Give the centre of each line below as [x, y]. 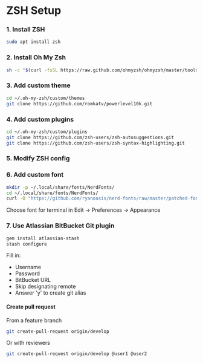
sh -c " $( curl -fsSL [32, 70]
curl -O [16, 198]
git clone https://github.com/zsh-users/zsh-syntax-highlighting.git [96, 143]
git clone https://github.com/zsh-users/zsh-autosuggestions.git [90, 137]
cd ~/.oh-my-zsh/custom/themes [46, 98]
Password [27, 273]
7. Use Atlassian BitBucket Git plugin [60, 226]
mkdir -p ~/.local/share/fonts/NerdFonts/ [60, 187]
